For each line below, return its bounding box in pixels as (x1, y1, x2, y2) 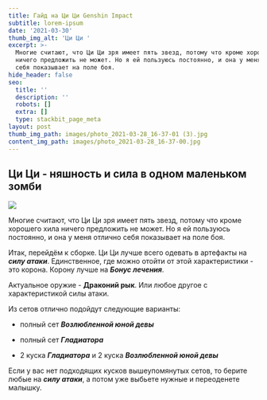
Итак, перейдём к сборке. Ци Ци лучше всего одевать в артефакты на (8, 248, 248, 257)
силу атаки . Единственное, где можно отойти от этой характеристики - (8, 257, 254, 266)
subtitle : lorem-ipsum (8, 19, 83, 27)
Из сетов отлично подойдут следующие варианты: (8, 304, 181, 314)
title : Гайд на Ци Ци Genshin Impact (8, 11, 133, 20)
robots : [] (15, 100, 52, 108)
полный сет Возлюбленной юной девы (19, 320, 154, 329)
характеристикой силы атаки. (8, 288, 110, 299)
